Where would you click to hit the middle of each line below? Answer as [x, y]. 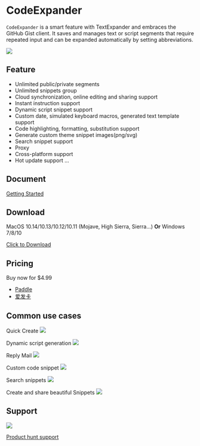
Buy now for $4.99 [29, 278]
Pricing [20, 263]
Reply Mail [19, 355]
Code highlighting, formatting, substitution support [77, 129]
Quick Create [22, 331]
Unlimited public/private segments [57, 84]
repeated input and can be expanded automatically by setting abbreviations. [100, 39]
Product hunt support [33, 436]
